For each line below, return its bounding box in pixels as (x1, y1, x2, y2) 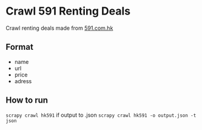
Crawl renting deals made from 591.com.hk (5, 24, 113, 32)
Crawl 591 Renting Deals (5, 4, 131, 18)
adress (14, 77, 32, 84)
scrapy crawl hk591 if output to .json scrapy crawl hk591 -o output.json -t (5, 111, 197, 118)
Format (5, 42, 34, 52)
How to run (5, 95, 49, 106)
